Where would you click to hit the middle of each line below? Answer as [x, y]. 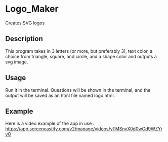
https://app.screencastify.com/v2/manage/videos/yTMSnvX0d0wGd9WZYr [84, 129]
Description [24, 39]
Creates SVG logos [25, 23]
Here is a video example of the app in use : [50, 123]
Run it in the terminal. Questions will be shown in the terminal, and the [78, 90]
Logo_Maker [32, 9]
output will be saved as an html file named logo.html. [60, 95]
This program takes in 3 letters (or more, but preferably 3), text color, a [79, 51]
